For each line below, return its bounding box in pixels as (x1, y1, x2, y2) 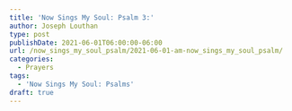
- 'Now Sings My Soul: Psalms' (17, 80, 135, 89)
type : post (9, 30, 50, 38)
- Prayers (17, 64, 54, 73)
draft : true (9, 88, 54, 97)
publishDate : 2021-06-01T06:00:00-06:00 (9, 38, 164, 47)
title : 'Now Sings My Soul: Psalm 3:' (9, 13, 155, 22)
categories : (9, 55, 54, 64)
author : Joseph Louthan (9, 21, 99, 30)
